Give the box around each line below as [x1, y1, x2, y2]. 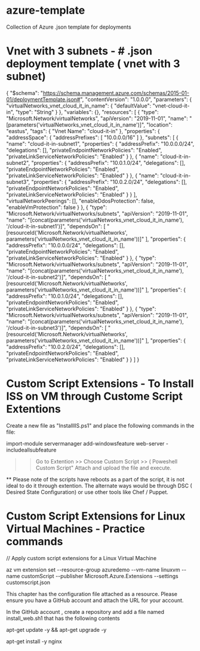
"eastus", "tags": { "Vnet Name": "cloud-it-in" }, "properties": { [6, 127, 160, 134]
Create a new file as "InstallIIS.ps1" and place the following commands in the [6, 422, 195, 429]
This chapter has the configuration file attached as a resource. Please [6, 590, 178, 597]
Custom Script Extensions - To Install [6, 377, 194, 391]
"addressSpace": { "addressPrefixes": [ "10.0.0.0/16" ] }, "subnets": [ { [6, 134, 179, 141]
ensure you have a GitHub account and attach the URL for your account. [6, 597, 184, 604]
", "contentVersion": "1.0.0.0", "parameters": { [80, 96, 192, 103]
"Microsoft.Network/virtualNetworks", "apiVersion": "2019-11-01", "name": [6, 115, 188, 122]
